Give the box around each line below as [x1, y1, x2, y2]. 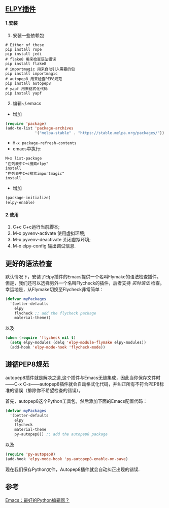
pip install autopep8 [5, 81, 51, 86]
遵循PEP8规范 [5, 360, 49, 369]
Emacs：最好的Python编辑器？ [5, 497, 70, 503]
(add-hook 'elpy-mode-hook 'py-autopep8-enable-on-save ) [5, 456, 128, 461]
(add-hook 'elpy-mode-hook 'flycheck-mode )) [10, 345, 106, 350]
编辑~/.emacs [12, 100, 42, 106]
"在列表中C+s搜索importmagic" [5, 171, 64, 176]
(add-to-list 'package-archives [5, 126, 74, 131]
